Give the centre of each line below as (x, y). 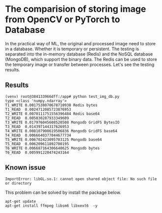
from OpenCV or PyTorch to (63, 19)
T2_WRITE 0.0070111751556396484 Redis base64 (52, 114)
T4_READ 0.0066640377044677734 (38, 135)
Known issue (25, 167)
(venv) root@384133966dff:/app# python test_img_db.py (62, 96)
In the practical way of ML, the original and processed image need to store (81, 43)
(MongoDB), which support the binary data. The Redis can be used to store (81, 59)
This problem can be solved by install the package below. (63, 192)
